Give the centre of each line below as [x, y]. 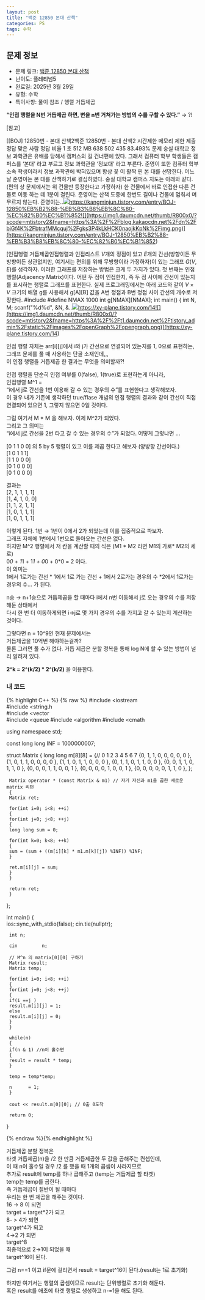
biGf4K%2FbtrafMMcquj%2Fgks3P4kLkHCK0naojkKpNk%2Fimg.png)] [96, 228]
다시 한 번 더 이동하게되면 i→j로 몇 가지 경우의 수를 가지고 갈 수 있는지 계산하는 [99, 613]
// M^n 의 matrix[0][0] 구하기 [46, 958]
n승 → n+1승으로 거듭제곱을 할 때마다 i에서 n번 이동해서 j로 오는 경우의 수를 [95, 598]
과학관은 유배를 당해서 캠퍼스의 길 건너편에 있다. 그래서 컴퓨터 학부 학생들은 [102, 156]
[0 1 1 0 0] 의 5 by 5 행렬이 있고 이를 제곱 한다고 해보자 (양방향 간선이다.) [93, 447]
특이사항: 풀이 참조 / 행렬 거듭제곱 [55, 102]
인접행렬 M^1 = [24, 382]
